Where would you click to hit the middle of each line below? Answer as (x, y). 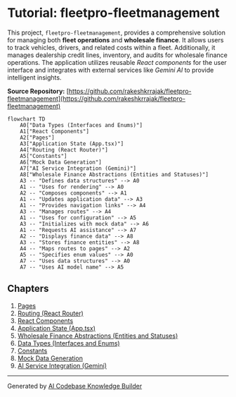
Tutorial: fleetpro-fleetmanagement (113, 13)
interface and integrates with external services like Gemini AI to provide (111, 70)
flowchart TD (26, 119)
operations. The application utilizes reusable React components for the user (117, 62)
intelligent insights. (34, 77)
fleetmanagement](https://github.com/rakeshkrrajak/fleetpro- (97, 98)
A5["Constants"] (44, 156)
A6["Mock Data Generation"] (61, 162)
